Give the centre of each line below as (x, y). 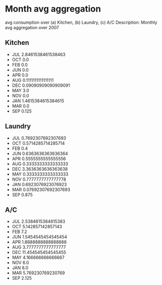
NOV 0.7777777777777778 (39, 179)
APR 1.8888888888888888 (39, 242)
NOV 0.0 (21, 95)
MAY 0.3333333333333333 (40, 174)
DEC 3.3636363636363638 (40, 169)
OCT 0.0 (20, 60)
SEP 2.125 (22, 278)
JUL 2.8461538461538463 (39, 54)
